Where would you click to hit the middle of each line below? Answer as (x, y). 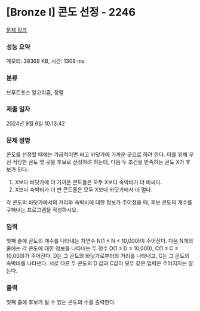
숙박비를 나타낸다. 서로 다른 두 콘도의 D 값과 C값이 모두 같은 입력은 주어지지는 (96, 263)
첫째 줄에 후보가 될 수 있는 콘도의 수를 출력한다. (61, 302)
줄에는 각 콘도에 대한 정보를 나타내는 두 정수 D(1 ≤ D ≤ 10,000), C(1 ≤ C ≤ (92, 248)
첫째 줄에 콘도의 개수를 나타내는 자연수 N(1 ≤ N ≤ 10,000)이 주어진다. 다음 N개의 (100, 241)
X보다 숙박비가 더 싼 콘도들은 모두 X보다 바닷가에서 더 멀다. (84, 190)
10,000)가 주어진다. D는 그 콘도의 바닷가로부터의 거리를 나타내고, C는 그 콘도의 (98, 256)
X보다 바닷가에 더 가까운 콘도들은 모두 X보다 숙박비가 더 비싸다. (88, 182)
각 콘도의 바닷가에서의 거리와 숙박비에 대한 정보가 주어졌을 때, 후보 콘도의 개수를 (99, 202)
